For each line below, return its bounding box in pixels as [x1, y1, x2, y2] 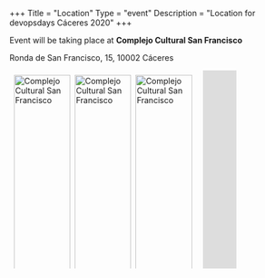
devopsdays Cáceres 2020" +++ [9, 17, 132, 28]
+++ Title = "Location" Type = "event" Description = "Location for [9, 8, 256, 18]
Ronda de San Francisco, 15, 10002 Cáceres [9, 53, 174, 62]
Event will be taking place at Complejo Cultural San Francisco [9, 35, 243, 45]
